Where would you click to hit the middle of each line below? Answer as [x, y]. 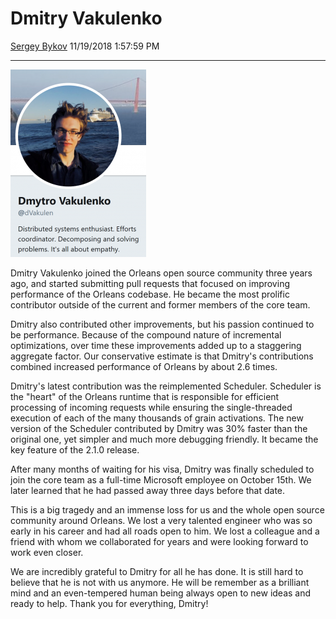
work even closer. [47, 552]
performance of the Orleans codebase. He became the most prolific [150, 294]
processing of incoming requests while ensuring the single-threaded [151, 407]
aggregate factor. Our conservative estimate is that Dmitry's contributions [162, 356]
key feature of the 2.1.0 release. [75, 449]
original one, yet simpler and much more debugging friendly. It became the [164, 439]
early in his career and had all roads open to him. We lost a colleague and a [165, 531]
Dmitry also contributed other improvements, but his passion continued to [162, 324]
